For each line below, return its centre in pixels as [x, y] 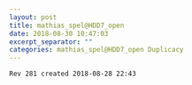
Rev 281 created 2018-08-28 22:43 [73, 74]
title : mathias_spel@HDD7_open [67, 25]
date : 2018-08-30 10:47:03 [59, 33]
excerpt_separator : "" [51, 42]
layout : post [33, 17]
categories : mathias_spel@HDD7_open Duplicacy [96, 50]
